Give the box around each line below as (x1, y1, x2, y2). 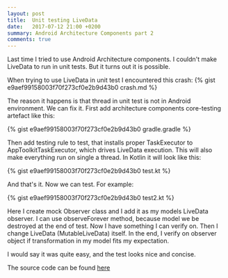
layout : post (7, 10, 45, 17)
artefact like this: (7, 112, 56, 120)
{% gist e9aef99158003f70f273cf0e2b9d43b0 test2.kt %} (7, 194, 175, 202)
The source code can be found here (7, 263, 111, 272)
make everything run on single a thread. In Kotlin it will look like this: (7, 154, 202, 162)
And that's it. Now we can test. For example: (7, 180, 134, 188)
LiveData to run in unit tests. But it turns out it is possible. (7, 63, 170, 71)
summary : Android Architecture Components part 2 (7, 29, 154, 37)
